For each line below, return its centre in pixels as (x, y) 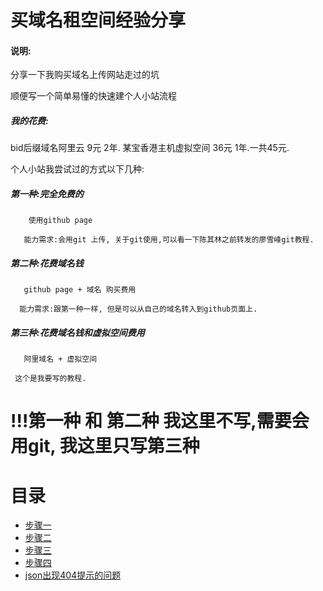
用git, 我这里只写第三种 (105, 446)
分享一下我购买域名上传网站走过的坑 (85, 75)
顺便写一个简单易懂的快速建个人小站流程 (93, 96)
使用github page (60, 221)
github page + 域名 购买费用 (80, 290)
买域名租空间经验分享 (98, 20)
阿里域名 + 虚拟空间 (60, 359)
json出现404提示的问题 (73, 575)
